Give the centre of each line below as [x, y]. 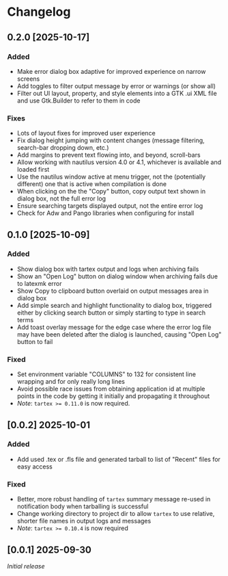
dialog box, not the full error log [61, 198]
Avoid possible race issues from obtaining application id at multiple [111, 389]
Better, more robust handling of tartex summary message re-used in [114, 499]
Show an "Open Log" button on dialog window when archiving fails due [117, 276]
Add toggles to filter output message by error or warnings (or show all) [116, 86]
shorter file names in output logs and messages [84, 521]
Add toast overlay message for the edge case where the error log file [114, 327]
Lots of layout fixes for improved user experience [86, 133]
